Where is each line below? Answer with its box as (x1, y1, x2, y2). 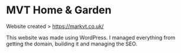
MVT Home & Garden (6, 3, 112, 17)
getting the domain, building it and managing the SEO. (6, 40, 138, 47)
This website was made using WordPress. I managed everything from (6, 34, 176, 41)
